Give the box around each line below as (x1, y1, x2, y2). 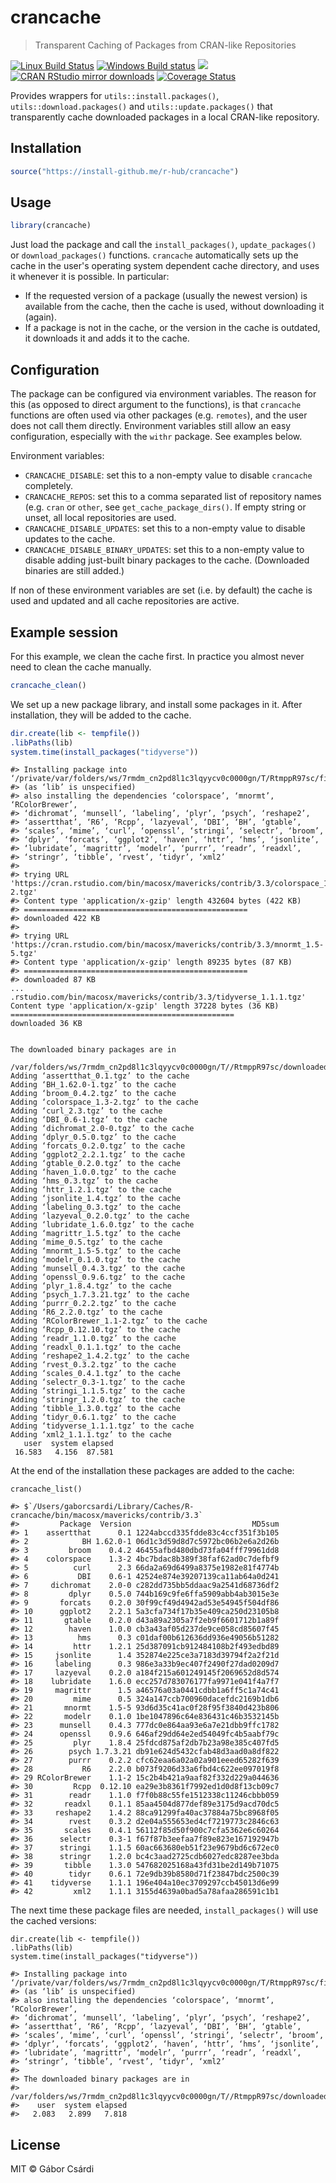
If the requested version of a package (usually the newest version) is (24, 290, 308, 302)
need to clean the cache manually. (10, 661, 152, 673)
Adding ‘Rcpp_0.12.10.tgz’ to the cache (10, 1325, 182, 1335)
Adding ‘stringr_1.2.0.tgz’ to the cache (10, 1395, 186, 1405)
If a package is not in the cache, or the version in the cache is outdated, (24, 322, 321, 334)
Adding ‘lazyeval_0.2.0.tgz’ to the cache (10, 1211, 190, 1221)
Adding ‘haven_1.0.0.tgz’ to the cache (10, 1167, 177, 1178)
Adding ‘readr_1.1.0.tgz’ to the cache (10, 1334, 177, 1344)
